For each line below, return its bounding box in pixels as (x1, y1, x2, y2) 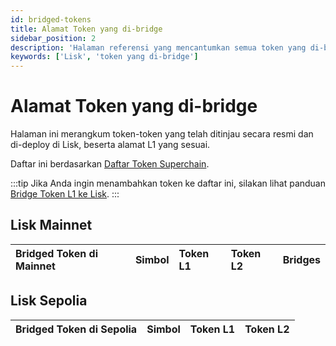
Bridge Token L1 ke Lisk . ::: (10, 188, 120, 200)
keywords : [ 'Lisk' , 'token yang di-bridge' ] (10, 52, 199, 62)
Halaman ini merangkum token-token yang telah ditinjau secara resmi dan (10, 128, 314, 140)
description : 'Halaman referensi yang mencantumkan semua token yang (10, 42, 307, 53)
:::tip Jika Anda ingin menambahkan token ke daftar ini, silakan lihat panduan (10, 177, 326, 190)
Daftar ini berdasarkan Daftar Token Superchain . (10, 158, 210, 170)
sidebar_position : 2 (10, 33, 97, 43)
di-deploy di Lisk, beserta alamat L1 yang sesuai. (10, 139, 211, 151)
